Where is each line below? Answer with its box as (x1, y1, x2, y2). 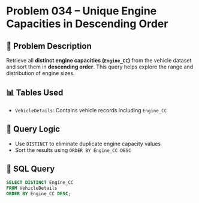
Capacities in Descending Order (6, 17, 168, 31)
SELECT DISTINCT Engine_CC (6, 180, 74, 186)
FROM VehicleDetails (6, 185, 58, 192)
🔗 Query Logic (6, 124, 61, 135)
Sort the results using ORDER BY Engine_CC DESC (14, 146, 131, 154)
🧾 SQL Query (6, 164, 55, 174)
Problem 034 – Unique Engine (6, 4, 157, 18)
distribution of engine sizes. (6, 70, 75, 76)
